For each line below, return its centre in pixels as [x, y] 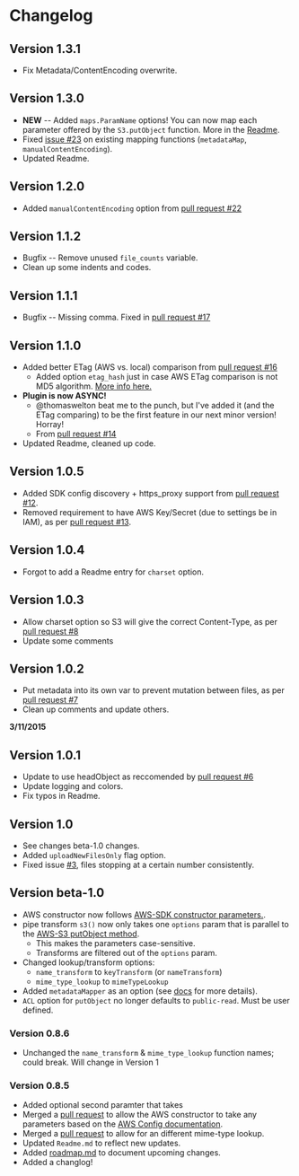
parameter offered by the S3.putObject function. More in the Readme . [151, 129]
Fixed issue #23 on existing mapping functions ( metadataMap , [134, 139]
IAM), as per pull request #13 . [77, 522]
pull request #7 [50, 700]
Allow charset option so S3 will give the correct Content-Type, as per [150, 621]
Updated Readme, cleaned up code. [89, 443]
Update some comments [68, 641]
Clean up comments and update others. [96, 709]
